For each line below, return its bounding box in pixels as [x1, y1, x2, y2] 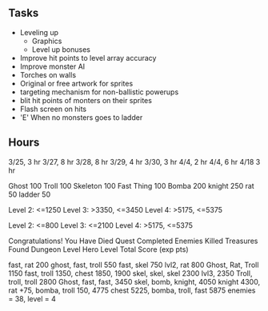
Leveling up [19, 27, 58, 37]
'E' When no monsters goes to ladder [19, 112, 143, 122]
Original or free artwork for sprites [19, 78, 134, 88]
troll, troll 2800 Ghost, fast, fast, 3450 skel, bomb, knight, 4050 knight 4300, [8, 277, 261, 286]
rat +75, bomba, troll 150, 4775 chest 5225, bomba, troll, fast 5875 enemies [8, 285, 256, 295]
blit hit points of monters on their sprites [19, 95, 152, 105]
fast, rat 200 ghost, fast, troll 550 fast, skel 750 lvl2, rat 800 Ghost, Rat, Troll [8, 260, 259, 269]
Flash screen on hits [19, 104, 86, 114]
